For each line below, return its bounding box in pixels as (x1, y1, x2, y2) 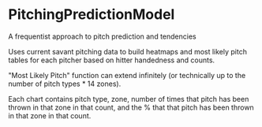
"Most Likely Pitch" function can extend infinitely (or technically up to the (8, 70, 246, 80)
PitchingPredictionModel (8, 6, 175, 24)
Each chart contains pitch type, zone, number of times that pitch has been (8, 94, 249, 103)
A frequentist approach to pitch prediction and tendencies (8, 32, 196, 41)
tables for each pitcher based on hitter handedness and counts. (8, 55, 215, 65)
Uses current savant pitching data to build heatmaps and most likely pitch (8, 47, 247, 56)
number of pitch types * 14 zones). (8, 79, 122, 88)
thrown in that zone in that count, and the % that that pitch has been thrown (8, 103, 254, 112)
